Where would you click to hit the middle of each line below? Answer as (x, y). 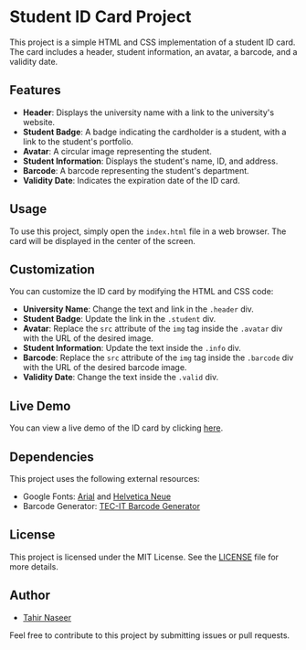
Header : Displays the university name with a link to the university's (148, 112)
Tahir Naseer (47, 617)
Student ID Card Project (100, 17)
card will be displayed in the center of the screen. (103, 240)
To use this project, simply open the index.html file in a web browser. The (148, 231)
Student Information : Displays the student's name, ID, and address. (150, 161)
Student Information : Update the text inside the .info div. (132, 348)
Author (30, 596)
